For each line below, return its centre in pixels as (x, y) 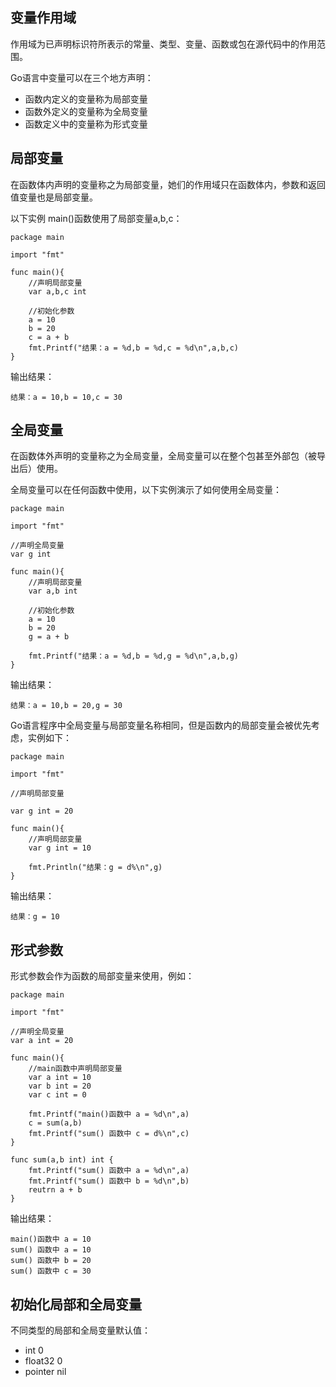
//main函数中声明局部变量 (75, 1069)
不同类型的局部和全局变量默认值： (80, 1330)
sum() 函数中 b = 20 (51, 1261)
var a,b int (53, 591)
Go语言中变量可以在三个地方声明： (82, 77)
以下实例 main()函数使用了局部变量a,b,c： (96, 218)
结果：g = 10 (35, 917)
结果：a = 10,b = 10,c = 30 (66, 397)
